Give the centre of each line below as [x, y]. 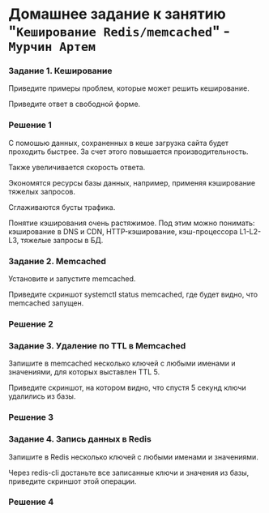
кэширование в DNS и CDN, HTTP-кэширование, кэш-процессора [123, 231]
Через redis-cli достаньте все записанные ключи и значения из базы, [129, 472]
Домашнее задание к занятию [117, 14]
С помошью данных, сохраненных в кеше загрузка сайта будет [119, 143]
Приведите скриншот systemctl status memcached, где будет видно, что [133, 295]
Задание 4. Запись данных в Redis [80, 439]
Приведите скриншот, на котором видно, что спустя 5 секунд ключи [128, 388]
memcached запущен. [46, 303]
